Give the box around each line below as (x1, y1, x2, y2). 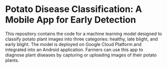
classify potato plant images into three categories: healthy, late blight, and (5, 36, 158, 42)
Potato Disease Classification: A (5, 3, 142, 15)
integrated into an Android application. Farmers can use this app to (5, 46, 143, 52)
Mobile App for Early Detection (5, 14, 136, 25)
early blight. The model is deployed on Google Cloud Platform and (5, 41, 142, 47)
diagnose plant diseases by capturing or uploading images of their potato (5, 51, 157, 58)
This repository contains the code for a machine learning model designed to (5, 30, 162, 36)
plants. (5, 57, 19, 63)
